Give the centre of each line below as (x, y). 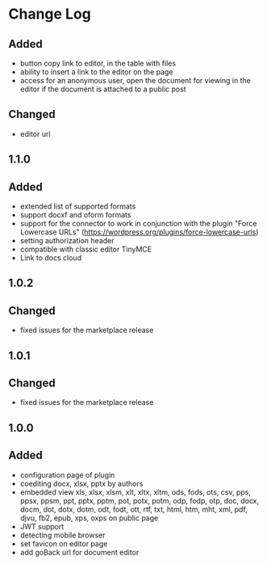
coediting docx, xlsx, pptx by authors (81, 483)
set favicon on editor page (64, 543)
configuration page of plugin (67, 474)
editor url (35, 133)
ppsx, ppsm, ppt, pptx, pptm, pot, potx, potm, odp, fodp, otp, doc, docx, (140, 500)
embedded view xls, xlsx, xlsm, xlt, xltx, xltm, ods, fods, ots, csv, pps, (136, 492)
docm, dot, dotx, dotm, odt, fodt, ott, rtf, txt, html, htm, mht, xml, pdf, (133, 509)
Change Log (50, 14)
